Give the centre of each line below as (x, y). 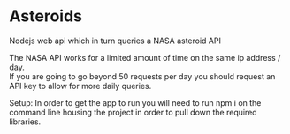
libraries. (25, 122)
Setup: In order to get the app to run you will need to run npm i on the (135, 102)
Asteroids (46, 16)
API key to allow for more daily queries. (80, 86)
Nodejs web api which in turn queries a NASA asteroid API (115, 41)
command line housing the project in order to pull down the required (134, 112)
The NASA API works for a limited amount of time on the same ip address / (145, 57)
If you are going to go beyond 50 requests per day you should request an (142, 76)
